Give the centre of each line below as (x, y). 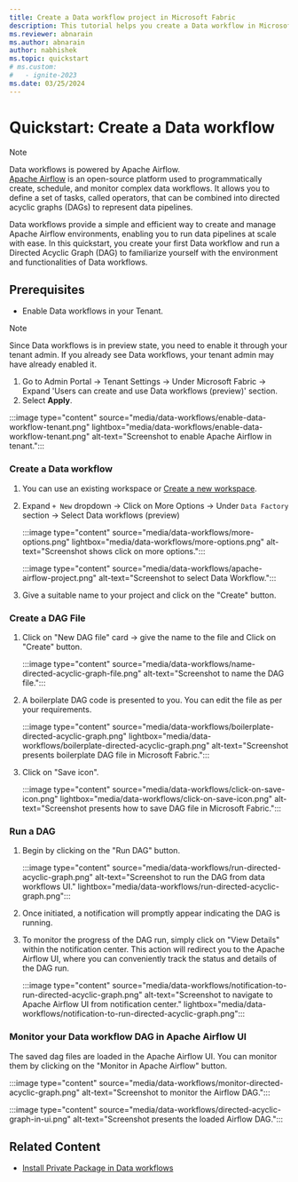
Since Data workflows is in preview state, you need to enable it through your (149, 345)
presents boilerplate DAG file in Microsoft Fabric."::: (116, 755)
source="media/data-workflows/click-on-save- (199, 789)
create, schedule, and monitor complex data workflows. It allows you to (140, 188)
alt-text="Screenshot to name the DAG (214, 673)
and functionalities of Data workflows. (78, 262)
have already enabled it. (53, 364)
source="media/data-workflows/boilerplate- (193, 726)
